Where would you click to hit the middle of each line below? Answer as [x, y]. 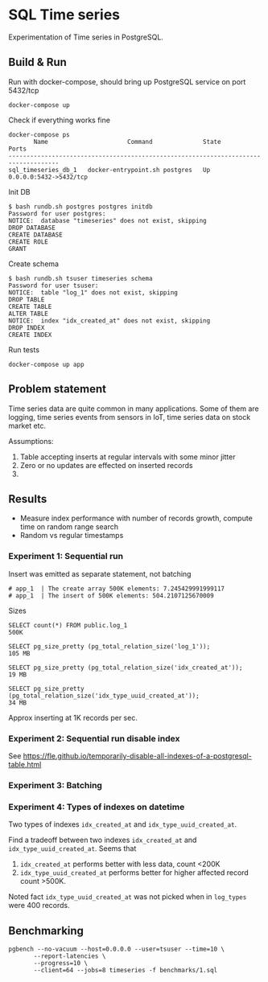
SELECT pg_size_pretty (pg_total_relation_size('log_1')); [109, 646]
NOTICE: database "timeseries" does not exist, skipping [107, 220]
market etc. [27, 425]
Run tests [24, 349]
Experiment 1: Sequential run [66, 557]
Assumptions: [31, 441]
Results [28, 499]
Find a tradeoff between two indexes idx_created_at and [103, 840]
